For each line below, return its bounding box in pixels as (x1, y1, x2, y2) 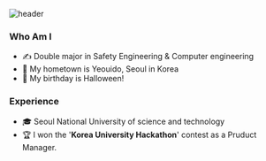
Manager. (21, 142, 57, 152)
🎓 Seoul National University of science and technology (21, 116, 225, 126)
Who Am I (9, 30, 52, 42)
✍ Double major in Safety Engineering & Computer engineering (21, 51, 255, 62)
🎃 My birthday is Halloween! (21, 73, 125, 84)
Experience (9, 96, 59, 108)
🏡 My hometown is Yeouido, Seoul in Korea (21, 64, 179, 74)
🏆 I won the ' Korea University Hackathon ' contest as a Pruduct (21, 129, 257, 140)
